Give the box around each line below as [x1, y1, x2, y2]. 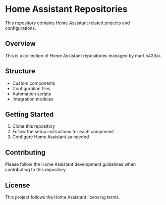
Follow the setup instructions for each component [12, 129, 114, 135]
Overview [5, 40, 36, 48]
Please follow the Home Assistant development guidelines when [5, 161, 136, 167]
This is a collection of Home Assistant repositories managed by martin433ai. [5, 52, 161, 58]
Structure [5, 67, 36, 75]
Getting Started [5, 110, 54, 118]
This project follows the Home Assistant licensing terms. [5, 194, 120, 200]
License [5, 181, 30, 189]
